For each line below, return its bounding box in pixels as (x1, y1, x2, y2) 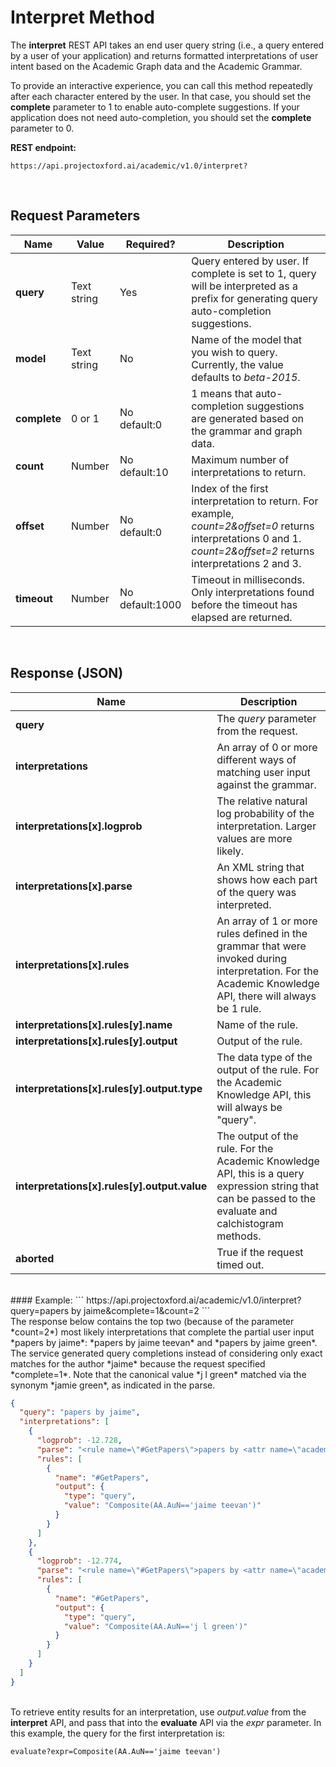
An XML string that (216, 860, 305, 874)
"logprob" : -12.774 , (36, 1556, 123, 1566)
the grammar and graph (191, 424, 303, 438)
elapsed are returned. (191, 610, 293, 624)
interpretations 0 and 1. (191, 531, 302, 545)
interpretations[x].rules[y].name (15, 1017, 173, 1031)
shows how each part (216, 872, 318, 886)
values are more (216, 831, 293, 845)
